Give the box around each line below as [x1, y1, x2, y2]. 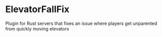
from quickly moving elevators [5, 25, 70, 31]
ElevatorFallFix [5, 4, 70, 15]
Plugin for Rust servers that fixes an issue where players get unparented [5, 20, 157, 26]
